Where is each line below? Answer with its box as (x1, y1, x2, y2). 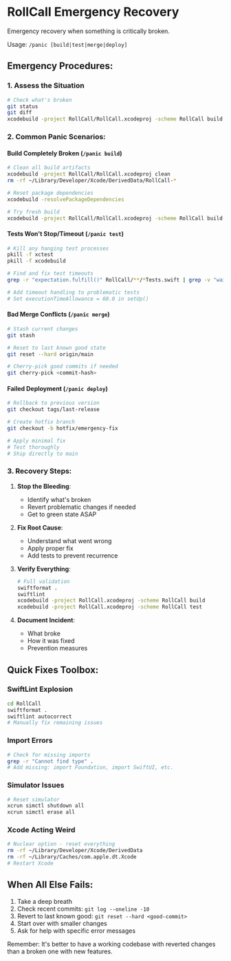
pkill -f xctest (7, 251, 54, 258)
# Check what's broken (7, 96, 72, 103)
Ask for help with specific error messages (16, 927, 136, 935)
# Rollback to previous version (7, 400, 100, 407)
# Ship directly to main (7, 450, 78, 457)
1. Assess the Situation (7, 81, 85, 90)
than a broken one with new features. (7, 947, 113, 955)
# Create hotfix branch (7, 419, 76, 425)
